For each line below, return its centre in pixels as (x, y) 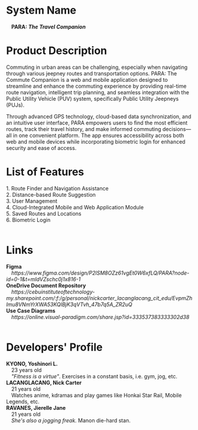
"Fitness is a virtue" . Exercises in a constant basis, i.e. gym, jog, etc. (94, 376)
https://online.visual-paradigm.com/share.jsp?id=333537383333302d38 (100, 317)
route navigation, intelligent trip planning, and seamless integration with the (98, 92)
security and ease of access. (41, 148)
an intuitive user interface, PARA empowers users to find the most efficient (97, 123)
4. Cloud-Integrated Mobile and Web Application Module (75, 207)
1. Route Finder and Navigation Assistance (57, 188)
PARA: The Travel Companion (48, 27)
